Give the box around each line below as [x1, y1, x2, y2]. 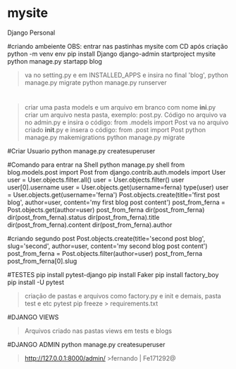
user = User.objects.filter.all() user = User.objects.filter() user [7, 175, 185, 184]
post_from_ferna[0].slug [7, 257, 77, 266]
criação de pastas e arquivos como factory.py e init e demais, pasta [24, 292, 222, 300]
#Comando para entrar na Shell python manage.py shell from [7, 160, 185, 169]
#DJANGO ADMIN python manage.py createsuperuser [7, 341, 166, 349]
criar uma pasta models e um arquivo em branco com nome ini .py [24, 103, 216, 112]
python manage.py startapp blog [7, 57, 102, 65]
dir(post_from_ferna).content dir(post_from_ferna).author [7, 221, 173, 229]
